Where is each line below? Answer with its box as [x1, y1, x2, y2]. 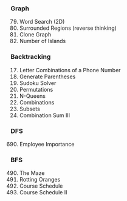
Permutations [19, 86, 53, 93]
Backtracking [10, 53, 51, 61]
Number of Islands [19, 38, 66, 45]
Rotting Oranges [19, 176, 61, 183]
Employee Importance [19, 140, 75, 148]
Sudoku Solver [19, 79, 57, 86]
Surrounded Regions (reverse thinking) [19, 24, 117, 32]
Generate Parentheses [19, 73, 76, 80]
